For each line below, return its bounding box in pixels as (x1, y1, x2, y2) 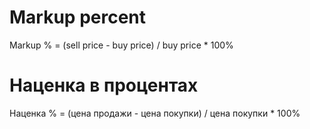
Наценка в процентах (9, 74, 199, 97)
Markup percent (9, 6, 147, 29)
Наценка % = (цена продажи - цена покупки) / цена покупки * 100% (9, 107, 301, 119)
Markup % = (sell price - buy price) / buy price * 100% (9, 39, 234, 51)
